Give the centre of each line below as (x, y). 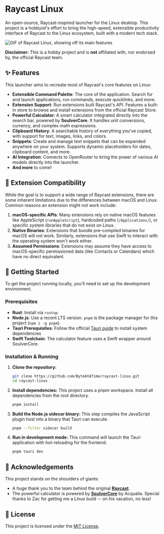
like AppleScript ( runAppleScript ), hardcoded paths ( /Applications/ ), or (85, 220)
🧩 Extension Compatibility (46, 183)
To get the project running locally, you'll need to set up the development (78, 284)
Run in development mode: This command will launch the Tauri (76, 437)
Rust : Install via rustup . (35, 312)
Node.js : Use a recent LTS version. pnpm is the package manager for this (85, 318)
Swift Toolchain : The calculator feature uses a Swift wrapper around (81, 338)
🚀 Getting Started (32, 272)
